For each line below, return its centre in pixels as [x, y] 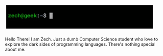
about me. [15, 49]
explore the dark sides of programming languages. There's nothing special [80, 44]
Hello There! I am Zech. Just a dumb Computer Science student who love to [81, 39]
